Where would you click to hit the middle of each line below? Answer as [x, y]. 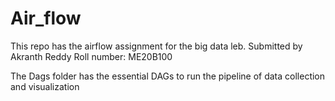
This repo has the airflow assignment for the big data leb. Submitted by [156, 46]
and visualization [45, 86]
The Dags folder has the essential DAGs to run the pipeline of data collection [168, 76]
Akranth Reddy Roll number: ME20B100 [91, 56]
